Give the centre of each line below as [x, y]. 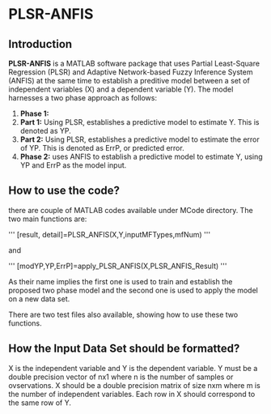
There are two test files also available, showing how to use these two [123, 314]
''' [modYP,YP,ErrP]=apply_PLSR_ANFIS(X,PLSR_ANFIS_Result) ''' [118, 266]
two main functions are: [48, 219]
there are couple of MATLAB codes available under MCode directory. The [131, 210]
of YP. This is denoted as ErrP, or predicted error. [102, 148]
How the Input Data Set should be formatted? [124, 349]
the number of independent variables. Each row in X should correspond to [132, 394]
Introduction [40, 44]
